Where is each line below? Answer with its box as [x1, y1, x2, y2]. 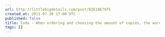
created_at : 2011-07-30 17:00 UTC [5, 12, 76, 16]
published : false [5, 16, 41, 21]
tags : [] [5, 25, 23, 30]
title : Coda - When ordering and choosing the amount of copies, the [5, 20, 151, 25]
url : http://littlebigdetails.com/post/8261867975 [5, 7, 111, 12]
